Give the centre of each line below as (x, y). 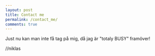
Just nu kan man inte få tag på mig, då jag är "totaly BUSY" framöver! (78, 39)
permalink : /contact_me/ (32, 19)
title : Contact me (25, 15)
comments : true (21, 24)
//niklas (13, 48)
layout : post (19, 10)
